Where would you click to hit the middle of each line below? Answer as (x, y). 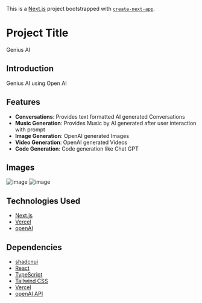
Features (23, 102)
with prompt (30, 130)
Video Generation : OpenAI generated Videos (71, 142)
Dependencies (34, 247)
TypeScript (29, 274)
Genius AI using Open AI (37, 83)
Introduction (30, 69)
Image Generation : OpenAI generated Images (72, 136)
